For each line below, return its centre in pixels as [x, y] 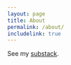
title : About [26, 20]
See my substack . [33, 54]
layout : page [26, 14]
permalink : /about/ [36, 27]
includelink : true [34, 34]
